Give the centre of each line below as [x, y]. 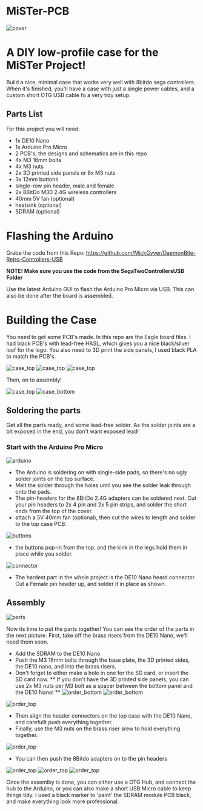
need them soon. [27, 642]
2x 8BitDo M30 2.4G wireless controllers [66, 192]
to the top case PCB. [41, 523]
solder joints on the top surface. [55, 479]
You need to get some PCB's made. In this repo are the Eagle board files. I [98, 337]
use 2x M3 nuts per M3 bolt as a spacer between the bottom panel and [104, 686]
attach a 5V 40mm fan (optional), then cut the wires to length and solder [105, 517]
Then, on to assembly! [34, 380]
